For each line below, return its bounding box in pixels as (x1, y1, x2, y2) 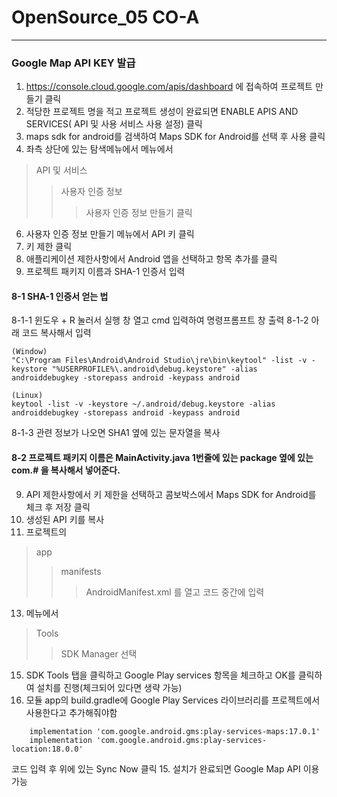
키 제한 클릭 (25, 241, 73, 253)
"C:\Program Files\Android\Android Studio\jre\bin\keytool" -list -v (11, 356, 308, 366)
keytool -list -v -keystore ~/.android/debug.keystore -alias (11, 399, 276, 410)
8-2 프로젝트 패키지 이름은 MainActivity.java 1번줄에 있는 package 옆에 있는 (11, 452, 314, 464)
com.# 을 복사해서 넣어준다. (11, 464, 121, 476)
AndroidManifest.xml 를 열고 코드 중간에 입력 (85, 586, 265, 598)
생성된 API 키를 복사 (25, 513, 105, 525)
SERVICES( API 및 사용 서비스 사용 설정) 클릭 (25, 118, 203, 130)
